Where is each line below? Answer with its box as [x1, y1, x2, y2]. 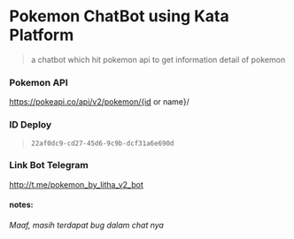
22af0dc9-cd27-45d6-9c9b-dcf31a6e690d [30, 139, 174, 148]
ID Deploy [9, 119, 52, 131]
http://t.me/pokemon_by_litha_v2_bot [9, 179, 144, 189]
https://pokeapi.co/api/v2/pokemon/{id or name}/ [9, 96, 190, 107]
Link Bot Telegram [9, 159, 89, 172]
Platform [9, 25, 74, 45]
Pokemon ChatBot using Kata [9, 6, 229, 27]
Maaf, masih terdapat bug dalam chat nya [9, 220, 164, 231]
